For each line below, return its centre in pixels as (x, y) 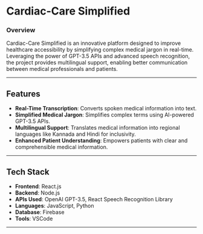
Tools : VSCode (34, 219)
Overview (21, 30)
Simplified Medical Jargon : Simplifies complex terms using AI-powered (105, 115)
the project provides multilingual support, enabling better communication (97, 62)
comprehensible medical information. (61, 147)
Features (23, 94)
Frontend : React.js (38, 187)
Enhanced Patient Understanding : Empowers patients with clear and (101, 141)
